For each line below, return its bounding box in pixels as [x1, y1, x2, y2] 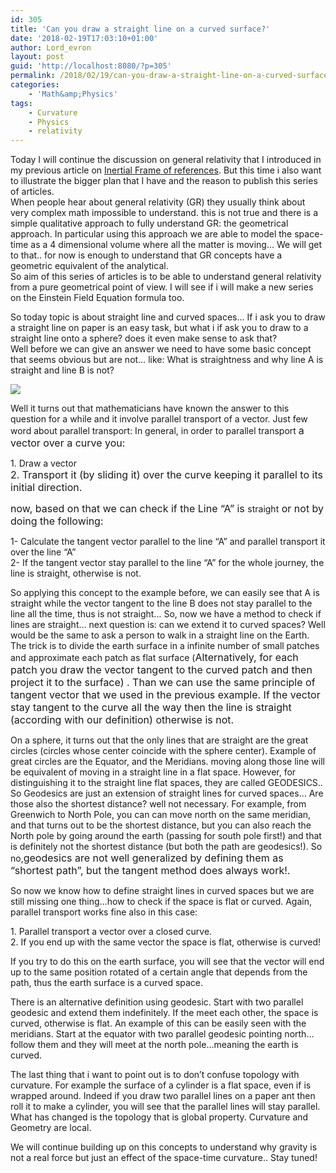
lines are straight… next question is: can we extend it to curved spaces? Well [10, 619, 326, 631]
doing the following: [10, 514, 104, 528]
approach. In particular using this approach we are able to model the [10, 228, 293, 240]
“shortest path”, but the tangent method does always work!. [10, 864, 291, 878]
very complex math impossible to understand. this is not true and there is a [10, 207, 319, 219]
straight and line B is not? [10, 364, 115, 376]
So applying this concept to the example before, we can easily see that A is [10, 587, 320, 599]
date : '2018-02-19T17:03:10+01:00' [10, 33, 159, 43]
